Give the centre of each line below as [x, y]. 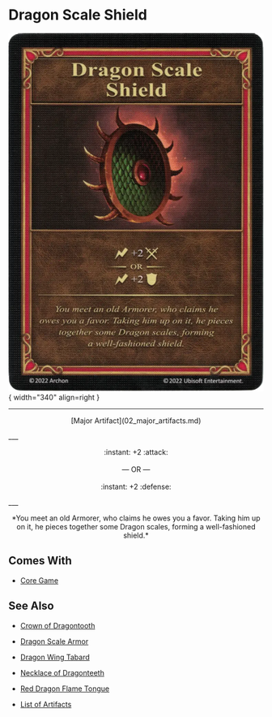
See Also [31, 606]
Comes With [40, 561]
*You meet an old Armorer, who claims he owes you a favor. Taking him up [136, 518]
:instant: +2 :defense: [136, 486]
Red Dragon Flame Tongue [65, 689]
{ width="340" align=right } [54, 397]
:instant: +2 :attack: [136, 451]
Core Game [39, 580]
